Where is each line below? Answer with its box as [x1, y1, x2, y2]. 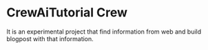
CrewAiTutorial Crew [6, 5, 128, 21]
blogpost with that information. [6, 34, 94, 42]
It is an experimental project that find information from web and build [6, 27, 202, 36]
